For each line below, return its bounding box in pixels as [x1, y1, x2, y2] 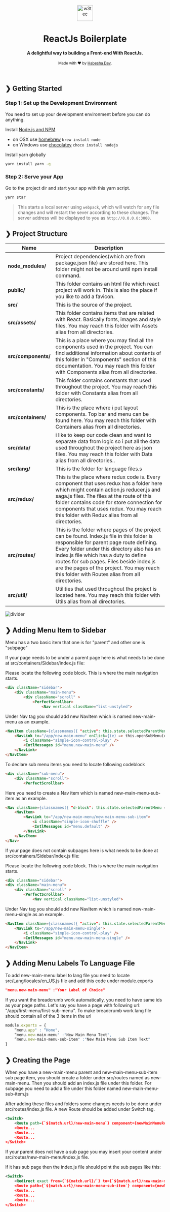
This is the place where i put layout [55, 404, 138, 411]
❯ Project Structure [5, 229, 68, 238]
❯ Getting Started [5, 84, 62, 93]
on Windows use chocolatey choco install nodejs [12, 141, 118, 147]
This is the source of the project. [55, 301, 133, 309]
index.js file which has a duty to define [55, 552, 147, 559]
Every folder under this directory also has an [55, 546, 161, 553]
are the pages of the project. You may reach [55, 564, 160, 571]
